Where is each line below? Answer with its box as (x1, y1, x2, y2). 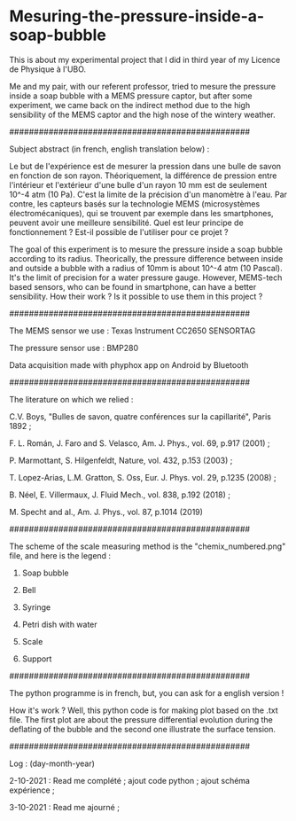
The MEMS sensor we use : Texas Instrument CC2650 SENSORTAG (9, 325, 256, 336)
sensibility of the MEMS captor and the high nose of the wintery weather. (9, 109, 277, 120)
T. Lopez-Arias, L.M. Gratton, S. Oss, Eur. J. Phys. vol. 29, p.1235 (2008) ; (9, 472, 277, 482)
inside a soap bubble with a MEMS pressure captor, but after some (9, 90, 253, 101)
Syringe (21, 601, 51, 613)
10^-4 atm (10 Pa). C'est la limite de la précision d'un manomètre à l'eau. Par (9, 189, 288, 199)
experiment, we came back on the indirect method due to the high (9, 99, 251, 110)
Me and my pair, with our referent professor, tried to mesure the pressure (9, 81, 277, 91)
